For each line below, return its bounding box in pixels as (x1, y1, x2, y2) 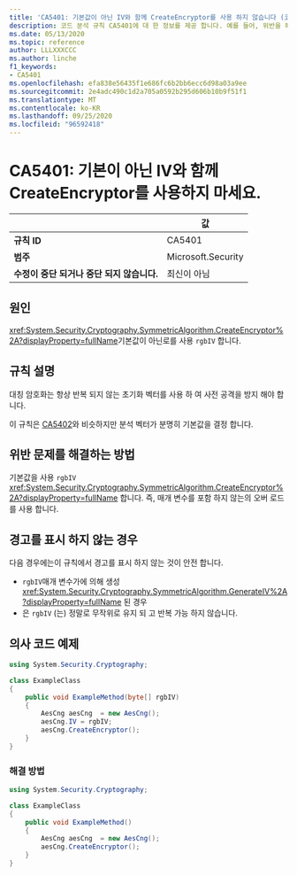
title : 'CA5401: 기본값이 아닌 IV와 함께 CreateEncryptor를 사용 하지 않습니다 (9, 12, 277, 22)
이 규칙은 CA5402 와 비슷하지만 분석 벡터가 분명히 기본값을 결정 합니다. (9, 418, 254, 430)
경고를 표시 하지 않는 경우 (9, 532, 139, 547)
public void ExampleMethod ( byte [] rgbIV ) (25, 693, 179, 702)
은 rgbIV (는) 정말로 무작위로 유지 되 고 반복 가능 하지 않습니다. (21, 608, 239, 618)
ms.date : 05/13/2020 (9, 29, 86, 38)
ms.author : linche (9, 54, 77, 63)
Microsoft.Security (166, 250, 244, 262)
